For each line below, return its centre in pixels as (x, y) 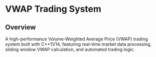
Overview (21, 27)
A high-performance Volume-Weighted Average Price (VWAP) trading (77, 39)
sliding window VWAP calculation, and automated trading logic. (70, 49)
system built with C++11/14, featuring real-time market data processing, (78, 44)
